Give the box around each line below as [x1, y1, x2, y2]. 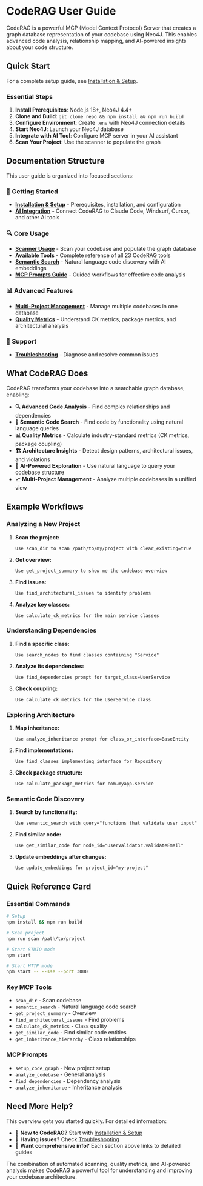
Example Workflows [6, 502, 84, 512]
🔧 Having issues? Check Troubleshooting [15, 1135, 120, 1143]
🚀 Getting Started [6, 187, 59, 195]
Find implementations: [15, 747, 74, 754]
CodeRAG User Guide [6, 4, 116, 18]
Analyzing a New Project [6, 520, 81, 528]
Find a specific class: [15, 640, 70, 647]
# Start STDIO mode [6, 947, 56, 953]
